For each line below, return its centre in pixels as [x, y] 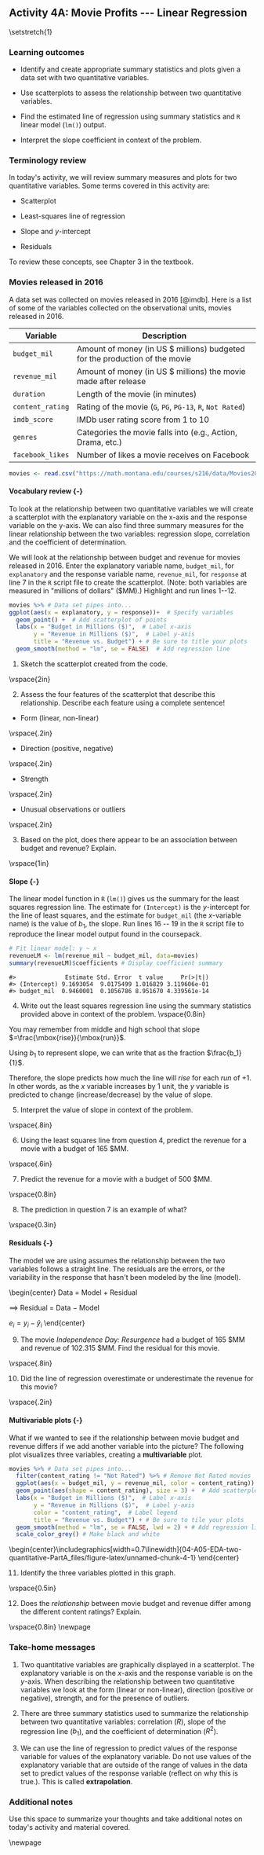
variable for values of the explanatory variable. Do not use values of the [136, 1757]
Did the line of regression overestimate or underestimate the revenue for [137, 1379]
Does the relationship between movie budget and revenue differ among [136, 1604]
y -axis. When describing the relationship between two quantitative [127, 1681]
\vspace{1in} [29, 863]
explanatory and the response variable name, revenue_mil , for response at [128, 574]
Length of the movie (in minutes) [136, 394]
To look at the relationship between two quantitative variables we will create [131, 508]
